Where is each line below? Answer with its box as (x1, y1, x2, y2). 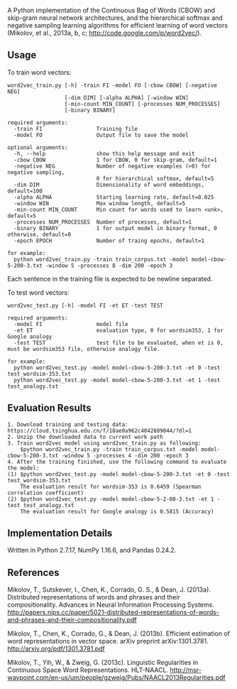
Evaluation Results (7, 402, 92, 414)
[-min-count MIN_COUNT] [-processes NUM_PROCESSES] (64, 100, 221, 107)
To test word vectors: (7, 288, 70, 297)
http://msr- (170, 666, 202, 674)
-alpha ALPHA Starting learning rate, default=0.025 (13, 193, 214, 201)
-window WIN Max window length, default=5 (13, 200, 186, 207)
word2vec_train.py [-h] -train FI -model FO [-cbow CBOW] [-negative (7, 82, 218, 89)
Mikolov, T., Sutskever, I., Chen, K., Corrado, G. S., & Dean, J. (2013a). (7, 585, 211, 594)
